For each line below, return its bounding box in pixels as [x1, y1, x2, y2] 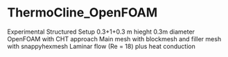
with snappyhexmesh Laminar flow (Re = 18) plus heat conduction [7, 42, 195, 50]
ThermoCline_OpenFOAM [7, 5, 158, 21]
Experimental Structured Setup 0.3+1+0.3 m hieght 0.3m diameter [7, 27, 195, 36]
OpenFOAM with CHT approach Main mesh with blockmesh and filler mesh [7, 34, 222, 43]
